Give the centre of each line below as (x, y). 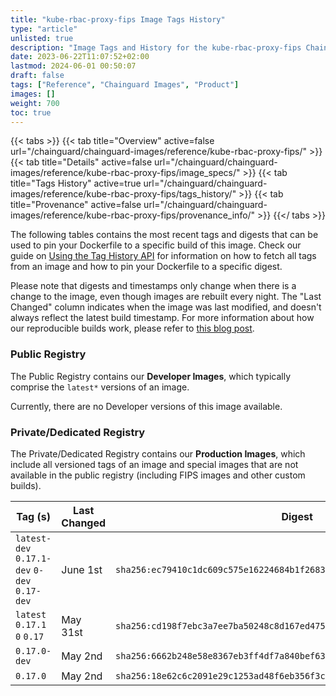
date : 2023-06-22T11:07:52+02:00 (80, 57)
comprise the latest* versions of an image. (100, 387)
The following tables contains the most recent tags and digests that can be (164, 235)
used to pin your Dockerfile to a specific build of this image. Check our (156, 245)
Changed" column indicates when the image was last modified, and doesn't (166, 307)
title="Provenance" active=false (76, 205)
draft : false (37, 76)
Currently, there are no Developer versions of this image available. (146, 406)
